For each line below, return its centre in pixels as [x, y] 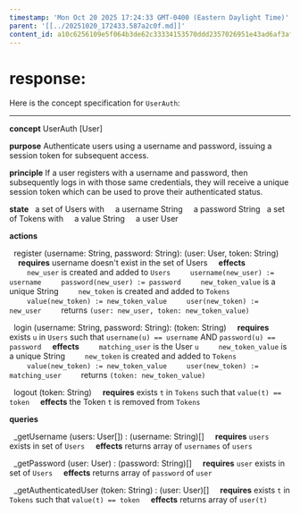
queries [24, 419]
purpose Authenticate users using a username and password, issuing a [141, 146]
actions [24, 236]
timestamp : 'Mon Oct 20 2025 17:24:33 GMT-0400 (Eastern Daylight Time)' [150, 17]
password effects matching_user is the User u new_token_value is [148, 347]
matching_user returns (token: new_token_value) [108, 375]
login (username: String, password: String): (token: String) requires [141, 328]
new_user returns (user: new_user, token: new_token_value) [129, 310]
